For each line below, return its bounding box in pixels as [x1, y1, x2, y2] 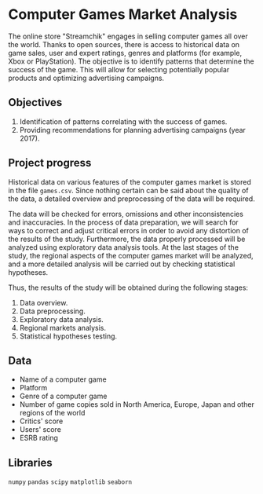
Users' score [19, 425, 61, 434]
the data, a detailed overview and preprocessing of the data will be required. [8, 194, 255, 203]
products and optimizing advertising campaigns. [8, 73, 165, 82]
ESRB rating [19, 434, 59, 443]
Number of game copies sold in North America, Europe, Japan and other [19, 400, 255, 409]
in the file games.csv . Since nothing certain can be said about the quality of [8, 185, 249, 195]
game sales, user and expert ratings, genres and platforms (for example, [8, 48, 242, 57]
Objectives [8, 96, 63, 109]
